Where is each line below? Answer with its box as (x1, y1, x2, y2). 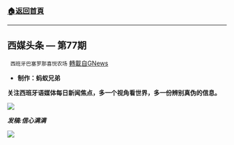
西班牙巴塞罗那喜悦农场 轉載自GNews (10, 59, 109, 67)
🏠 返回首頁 (7, 6, 45, 15)
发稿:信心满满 (7, 117, 47, 125)
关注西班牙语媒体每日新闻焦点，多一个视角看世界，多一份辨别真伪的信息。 (7, 89, 221, 97)
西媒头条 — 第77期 (7, 40, 87, 51)
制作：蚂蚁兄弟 (17, 74, 61, 83)
